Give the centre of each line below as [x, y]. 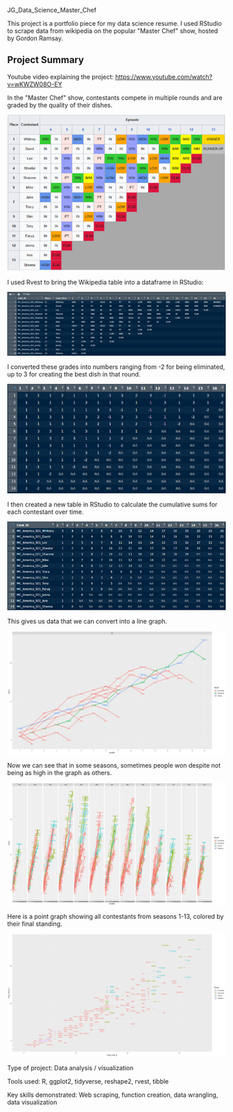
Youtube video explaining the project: [61, 76]
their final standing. [35, 924]
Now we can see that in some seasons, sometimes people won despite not [114, 765]
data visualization [32, 1102]
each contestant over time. [45, 512]
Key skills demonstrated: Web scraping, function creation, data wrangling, [113, 1095]
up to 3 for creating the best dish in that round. [74, 374]
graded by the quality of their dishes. [60, 105]
